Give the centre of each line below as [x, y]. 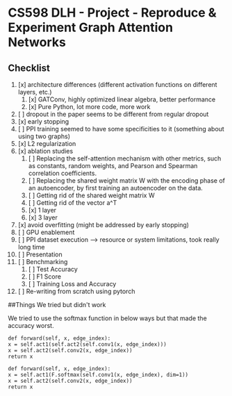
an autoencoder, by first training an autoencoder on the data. [116, 188]
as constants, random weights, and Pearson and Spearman [113, 166]
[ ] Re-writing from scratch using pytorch [76, 291]
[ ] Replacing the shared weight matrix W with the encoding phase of [126, 181]
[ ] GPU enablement [46, 232]
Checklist [29, 68]
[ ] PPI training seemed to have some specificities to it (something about [121, 129]
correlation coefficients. [62, 173]
